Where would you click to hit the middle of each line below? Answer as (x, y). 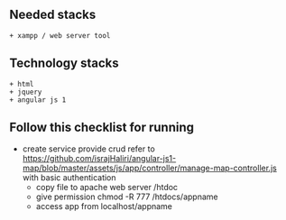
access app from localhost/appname (104, 206)
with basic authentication (69, 178)
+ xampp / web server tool (60, 35)
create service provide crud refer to (88, 149)
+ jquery (26, 92)
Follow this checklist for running (102, 128)
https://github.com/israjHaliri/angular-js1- (99, 159)
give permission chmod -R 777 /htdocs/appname (127, 197)
